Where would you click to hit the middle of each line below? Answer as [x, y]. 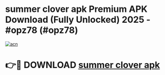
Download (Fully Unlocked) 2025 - [78, 20]
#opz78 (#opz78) [42, 30]
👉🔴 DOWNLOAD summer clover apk [82, 65]
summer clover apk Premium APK [76, 9]
